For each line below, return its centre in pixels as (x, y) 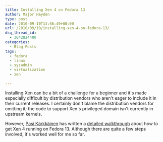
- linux (18, 61)
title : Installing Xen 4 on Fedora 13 (45, 10)
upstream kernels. (24, 114)
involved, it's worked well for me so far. (45, 134)
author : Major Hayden (27, 14)
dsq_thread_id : (21, 33)
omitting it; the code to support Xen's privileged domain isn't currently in (79, 108)
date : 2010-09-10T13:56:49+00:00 (40, 24)
